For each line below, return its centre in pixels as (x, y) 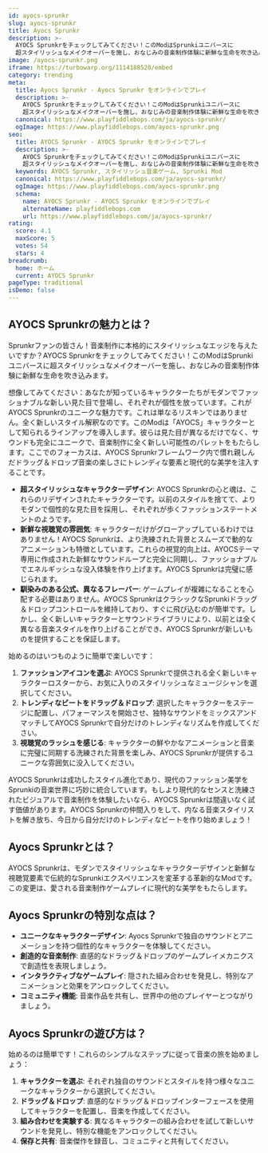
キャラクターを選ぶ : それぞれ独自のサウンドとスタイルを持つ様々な (130, 1081)
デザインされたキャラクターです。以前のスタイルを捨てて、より (152, 499)
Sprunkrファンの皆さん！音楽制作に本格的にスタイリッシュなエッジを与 (126, 345)
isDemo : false (32, 291)
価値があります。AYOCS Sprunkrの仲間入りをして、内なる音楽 (117, 809)
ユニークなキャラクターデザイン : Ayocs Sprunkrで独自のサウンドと (130, 936)
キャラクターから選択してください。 (100, 1092)
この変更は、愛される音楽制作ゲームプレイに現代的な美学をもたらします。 (130, 888)
